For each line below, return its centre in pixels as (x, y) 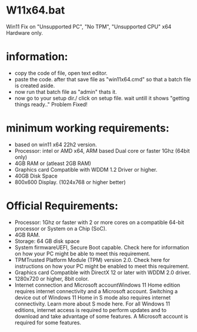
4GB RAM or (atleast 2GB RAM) (53, 163)
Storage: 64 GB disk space (47, 241)
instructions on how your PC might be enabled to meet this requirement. (102, 266)
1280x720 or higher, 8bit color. (52, 278)
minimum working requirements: (88, 128)
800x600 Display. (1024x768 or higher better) (70, 182)
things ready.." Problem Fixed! (51, 104)
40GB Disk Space (36, 176)
